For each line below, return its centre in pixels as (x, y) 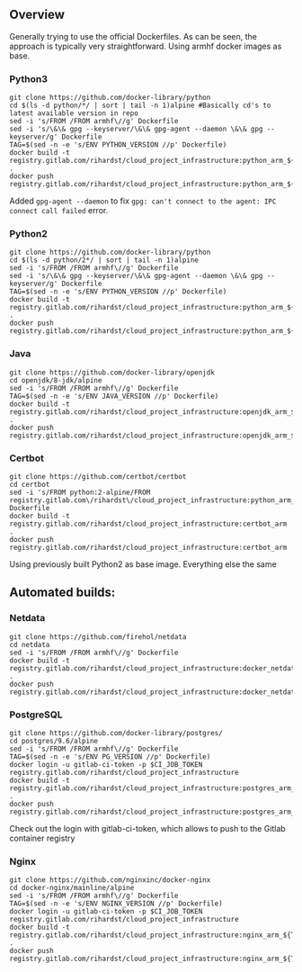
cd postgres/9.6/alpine (54, 741)
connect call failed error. (59, 211)
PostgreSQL (36, 715)
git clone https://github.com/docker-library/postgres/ (116, 733)
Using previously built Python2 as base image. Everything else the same (143, 564)
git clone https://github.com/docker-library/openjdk (112, 373)
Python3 (28, 78)
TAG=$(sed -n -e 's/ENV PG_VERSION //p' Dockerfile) (110, 756)
